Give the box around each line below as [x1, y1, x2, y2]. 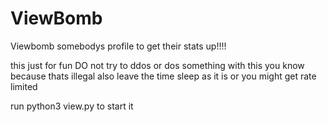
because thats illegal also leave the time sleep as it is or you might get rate [10, 70, 317, 82]
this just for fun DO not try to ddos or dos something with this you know [10, 59, 305, 71]
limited [10, 80, 38, 92]
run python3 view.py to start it [10, 100, 134, 112]
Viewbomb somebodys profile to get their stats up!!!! [10, 40, 227, 52]
